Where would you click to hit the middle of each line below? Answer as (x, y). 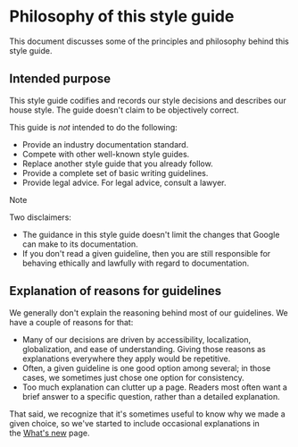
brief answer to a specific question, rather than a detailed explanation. (151, 396)
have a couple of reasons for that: (71, 322)
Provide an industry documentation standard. (105, 144)
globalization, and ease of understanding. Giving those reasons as (144, 349)
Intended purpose (60, 79)
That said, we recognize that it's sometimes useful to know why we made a (147, 414)
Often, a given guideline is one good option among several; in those (146, 367)
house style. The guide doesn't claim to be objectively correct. (124, 110)
